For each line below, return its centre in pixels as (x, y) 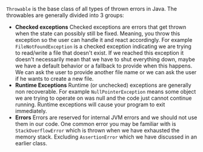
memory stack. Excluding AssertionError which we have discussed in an (106, 137)
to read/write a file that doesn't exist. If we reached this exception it (99, 53)
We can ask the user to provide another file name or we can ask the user (106, 72)
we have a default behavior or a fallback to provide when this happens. (104, 66)
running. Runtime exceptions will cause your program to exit (90, 105)
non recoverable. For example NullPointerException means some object (105, 92)
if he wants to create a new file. (54, 79)
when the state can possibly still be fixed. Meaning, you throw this (98, 33)
